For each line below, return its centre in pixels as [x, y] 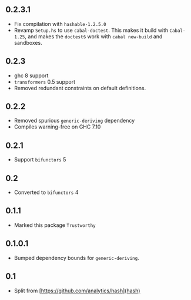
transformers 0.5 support [45, 81]
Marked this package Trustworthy [55, 225]
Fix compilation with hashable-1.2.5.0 [60, 24]
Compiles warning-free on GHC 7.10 [57, 127]
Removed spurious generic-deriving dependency [74, 121]
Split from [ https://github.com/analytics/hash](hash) [77, 291]
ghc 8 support [31, 75]
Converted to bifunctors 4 [46, 192]
